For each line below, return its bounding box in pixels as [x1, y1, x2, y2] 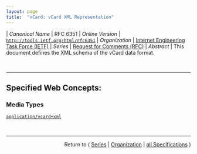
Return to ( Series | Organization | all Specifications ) [64, 141, 191, 148]
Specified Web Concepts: [6, 83, 101, 93]
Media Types [6, 101, 44, 109]
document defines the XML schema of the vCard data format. [6, 49, 155, 56]
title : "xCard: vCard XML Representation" [6, 14, 114, 20]
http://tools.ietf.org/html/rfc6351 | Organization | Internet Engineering [6, 36, 185, 43]
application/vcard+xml [6, 114, 62, 120]
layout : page [6, 8, 38, 15]
